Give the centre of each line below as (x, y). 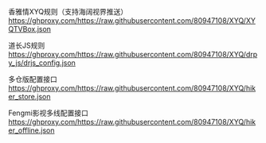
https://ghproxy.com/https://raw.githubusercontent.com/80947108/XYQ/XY (132, 21)
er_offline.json (31, 130)
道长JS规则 (27, 45)
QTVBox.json (30, 29)
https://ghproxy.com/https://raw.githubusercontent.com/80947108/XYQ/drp (133, 54)
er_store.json (29, 97)
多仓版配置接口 (33, 79)
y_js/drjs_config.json (42, 63)
